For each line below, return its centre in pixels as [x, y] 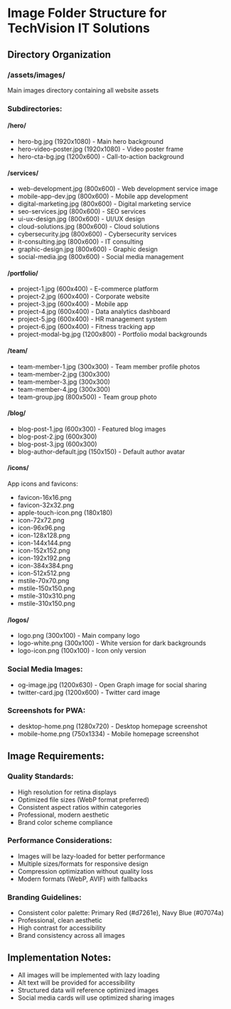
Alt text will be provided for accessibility [76, 982]
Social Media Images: [45, 669]
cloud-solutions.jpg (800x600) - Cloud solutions [88, 226]
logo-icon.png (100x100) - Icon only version [82, 651]
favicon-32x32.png [46, 505]
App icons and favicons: [43, 484]
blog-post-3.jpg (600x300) [57, 444]
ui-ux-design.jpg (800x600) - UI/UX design [81, 219]
